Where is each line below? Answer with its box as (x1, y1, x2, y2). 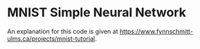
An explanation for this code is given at (7, 27, 119, 35)
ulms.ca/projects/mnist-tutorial (7, 34, 96, 42)
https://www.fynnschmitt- (119, 27, 194, 35)
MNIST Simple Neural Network (7, 5, 187, 20)
